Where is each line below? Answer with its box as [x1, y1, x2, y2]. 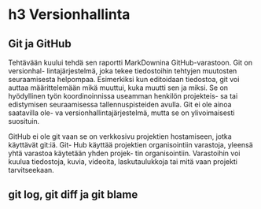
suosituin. [8, 117, 40, 125]
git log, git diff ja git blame [8, 188, 138, 202]
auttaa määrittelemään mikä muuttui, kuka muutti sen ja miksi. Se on [8, 83, 229, 92]
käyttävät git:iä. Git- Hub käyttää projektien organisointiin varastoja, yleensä [8, 140, 253, 149]
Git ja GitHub [8, 37, 72, 50]
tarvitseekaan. [8, 166, 55, 174]
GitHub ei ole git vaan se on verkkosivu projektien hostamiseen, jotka [8, 132, 232, 141]
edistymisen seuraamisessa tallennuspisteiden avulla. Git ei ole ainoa [8, 100, 232, 109]
